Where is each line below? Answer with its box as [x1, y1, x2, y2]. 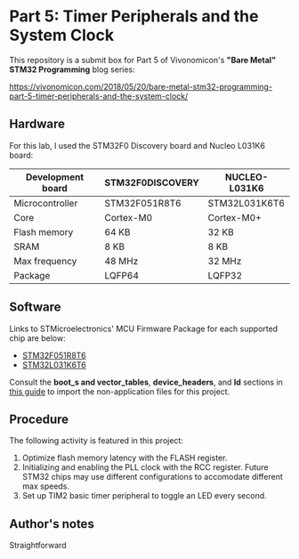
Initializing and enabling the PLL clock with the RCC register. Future [21, 462, 269, 473]
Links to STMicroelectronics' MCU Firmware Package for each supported [9, 323, 279, 334]
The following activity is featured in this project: [9, 435, 184, 446]
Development [25, 171, 85, 183]
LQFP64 [104, 269, 140, 281]
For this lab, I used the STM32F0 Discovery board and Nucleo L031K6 [9, 140, 265, 150]
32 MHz [207, 255, 242, 267]
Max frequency [13, 255, 77, 267]
